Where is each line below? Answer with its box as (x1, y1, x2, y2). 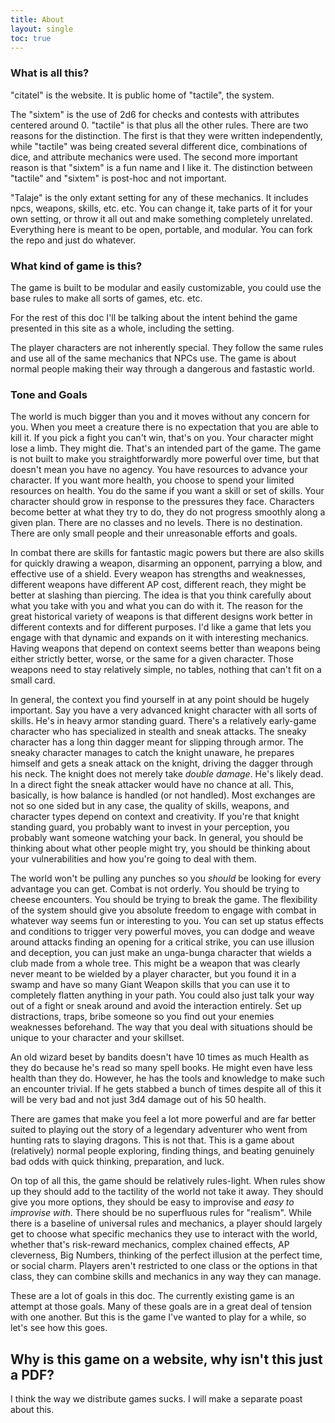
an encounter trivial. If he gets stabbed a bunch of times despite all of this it (10, 1083, 322, 1095)
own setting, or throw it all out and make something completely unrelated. (10, 212, 313, 225)
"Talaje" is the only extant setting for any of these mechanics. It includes (10, 191, 309, 203)
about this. (10, 1404, 55, 1416)
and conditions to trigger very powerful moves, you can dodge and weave (10, 926, 316, 938)
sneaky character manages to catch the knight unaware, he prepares (10, 747, 295, 759)
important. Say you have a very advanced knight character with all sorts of (10, 704, 318, 716)
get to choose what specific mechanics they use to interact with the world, (10, 1228, 318, 1240)
